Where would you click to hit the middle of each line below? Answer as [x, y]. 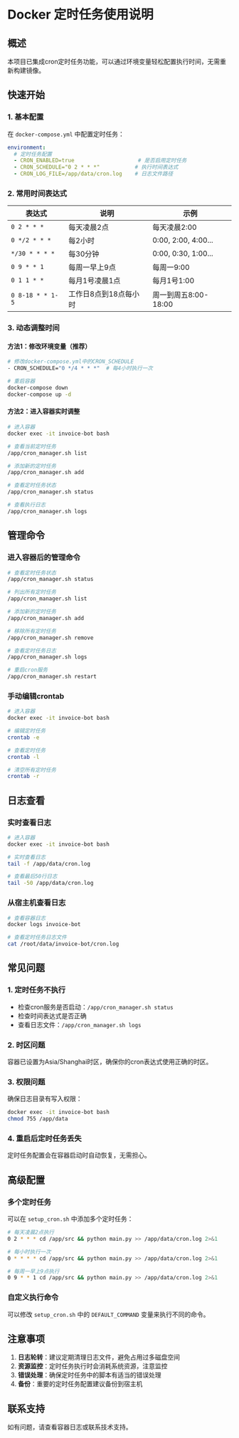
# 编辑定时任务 [27, 731]
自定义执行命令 [33, 1298]
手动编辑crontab [36, 696]
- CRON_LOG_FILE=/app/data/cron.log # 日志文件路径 [94, 174]
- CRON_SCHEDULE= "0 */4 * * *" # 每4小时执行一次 [80, 368]
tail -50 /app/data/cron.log [51, 883]
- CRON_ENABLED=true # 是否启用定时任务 [100, 161]
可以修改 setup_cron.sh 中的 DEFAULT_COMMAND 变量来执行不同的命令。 [108, 1314]
